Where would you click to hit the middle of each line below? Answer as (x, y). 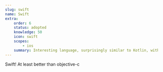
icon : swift (26, 37)
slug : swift (17, 9)
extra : (12, 18)
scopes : (21, 41)
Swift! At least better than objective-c (42, 64)
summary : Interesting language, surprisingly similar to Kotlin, (81, 50)
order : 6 (23, 23)
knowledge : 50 (28, 32)
